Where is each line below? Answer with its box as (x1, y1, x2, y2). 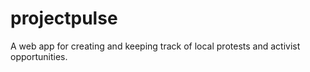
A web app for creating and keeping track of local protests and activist (10, 40, 301, 52)
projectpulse (10, 7, 118, 30)
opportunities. (10, 50, 68, 62)
